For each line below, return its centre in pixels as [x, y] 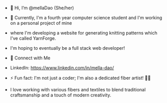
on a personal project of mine [41, 23]
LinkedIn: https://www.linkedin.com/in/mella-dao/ [62, 68]
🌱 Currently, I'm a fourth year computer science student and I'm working [86, 18]
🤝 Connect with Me [30, 58]
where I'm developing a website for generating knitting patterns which [84, 33]
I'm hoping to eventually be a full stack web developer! [67, 48]
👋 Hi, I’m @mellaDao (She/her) [42, 8]
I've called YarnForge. [33, 38]
